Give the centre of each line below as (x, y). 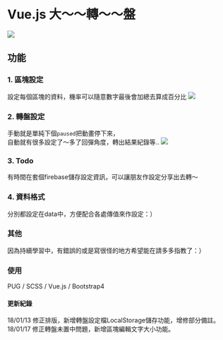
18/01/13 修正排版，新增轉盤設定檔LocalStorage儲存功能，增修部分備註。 (114, 320)
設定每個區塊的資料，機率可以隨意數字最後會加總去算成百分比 (97, 97)
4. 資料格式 (26, 197)
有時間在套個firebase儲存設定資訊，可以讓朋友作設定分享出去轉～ (103, 177)
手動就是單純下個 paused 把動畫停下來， (63, 133)
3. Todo (20, 161)
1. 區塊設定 (25, 80)
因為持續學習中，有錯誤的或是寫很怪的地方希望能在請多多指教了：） (106, 250)
